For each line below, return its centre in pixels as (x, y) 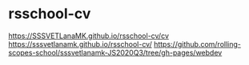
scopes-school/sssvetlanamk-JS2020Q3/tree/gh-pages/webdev (115, 52)
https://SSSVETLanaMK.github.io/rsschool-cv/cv (89, 36)
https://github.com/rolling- (197, 44)
